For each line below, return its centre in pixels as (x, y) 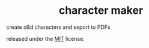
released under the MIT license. (46, 38)
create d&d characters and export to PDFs (58, 27)
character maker (101, 10)
